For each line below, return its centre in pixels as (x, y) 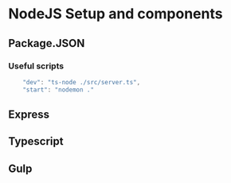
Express (29, 115)
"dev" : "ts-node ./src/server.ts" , (82, 82)
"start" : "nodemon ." (58, 90)
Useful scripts (36, 66)
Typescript (36, 141)
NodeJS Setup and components (115, 14)
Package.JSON (47, 43)
